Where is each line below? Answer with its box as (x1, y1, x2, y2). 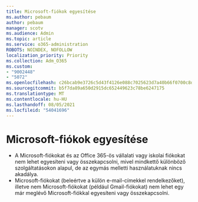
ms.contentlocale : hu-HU (6, 96, 67, 102)
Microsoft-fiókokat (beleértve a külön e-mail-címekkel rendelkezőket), (14, 177, 186, 184)
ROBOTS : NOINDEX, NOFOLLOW (6, 47, 72, 53)
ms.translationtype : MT (6, 91, 65, 97)
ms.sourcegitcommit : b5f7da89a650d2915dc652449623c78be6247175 (6, 85, 165, 91)
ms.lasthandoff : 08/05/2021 (6, 101, 75, 108)
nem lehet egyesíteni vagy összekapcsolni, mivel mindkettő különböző (14, 158, 186, 165)
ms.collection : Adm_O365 (6, 58, 67, 64)
